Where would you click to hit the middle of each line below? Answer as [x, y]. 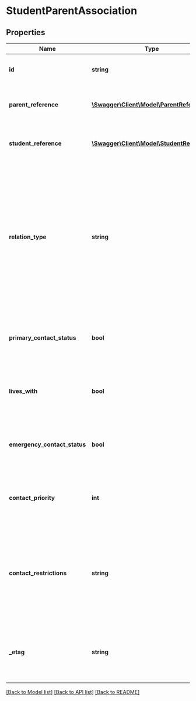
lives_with [23, 391]
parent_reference [34, 105]
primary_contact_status [43, 338]
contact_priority [32, 498]
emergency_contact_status [48, 444]
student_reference [36, 143]
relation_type [28, 237]
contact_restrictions [38, 573]
